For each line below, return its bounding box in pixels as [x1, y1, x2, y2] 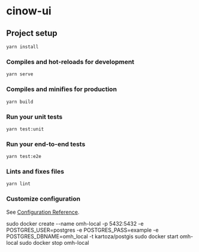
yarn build [6, 99, 34, 105]
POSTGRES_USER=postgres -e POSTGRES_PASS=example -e [6, 226, 159, 233]
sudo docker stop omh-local [19, 239, 89, 246]
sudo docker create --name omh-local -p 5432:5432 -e [6, 220, 144, 227]
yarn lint [6, 181, 31, 187]
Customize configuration [6, 195, 81, 203]
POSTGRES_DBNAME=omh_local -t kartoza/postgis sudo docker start [6, 232, 179, 240]
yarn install [6, 44, 39, 50]
